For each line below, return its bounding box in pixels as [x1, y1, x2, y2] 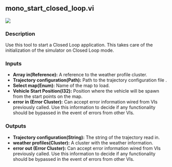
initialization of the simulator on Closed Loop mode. [5, 47, 114, 53]
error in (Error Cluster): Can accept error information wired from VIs [12, 99, 158, 105]
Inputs [5, 60, 22, 67]
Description [5, 30, 35, 37]
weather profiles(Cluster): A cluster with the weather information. [12, 139, 154, 145]
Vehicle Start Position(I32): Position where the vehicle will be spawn [12, 88, 159, 94]
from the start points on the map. [12, 93, 83, 99]
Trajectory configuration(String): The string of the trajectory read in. [12, 134, 160, 140]
